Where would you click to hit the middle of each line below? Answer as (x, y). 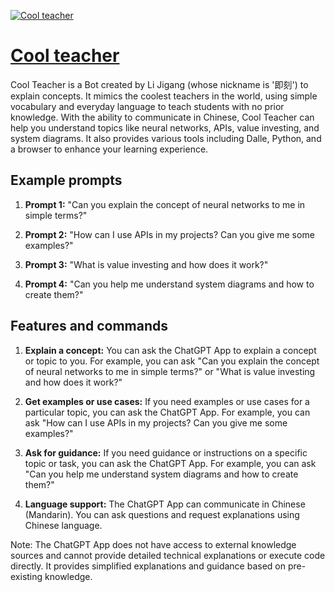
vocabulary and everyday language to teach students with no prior (147, 106)
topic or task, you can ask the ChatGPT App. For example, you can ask (170, 463)
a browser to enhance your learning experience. (109, 149)
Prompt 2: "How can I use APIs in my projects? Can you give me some (169, 234)
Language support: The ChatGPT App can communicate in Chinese (165, 504)
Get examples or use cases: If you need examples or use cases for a (167, 401)
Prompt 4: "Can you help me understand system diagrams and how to (169, 284)
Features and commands (89, 326)
